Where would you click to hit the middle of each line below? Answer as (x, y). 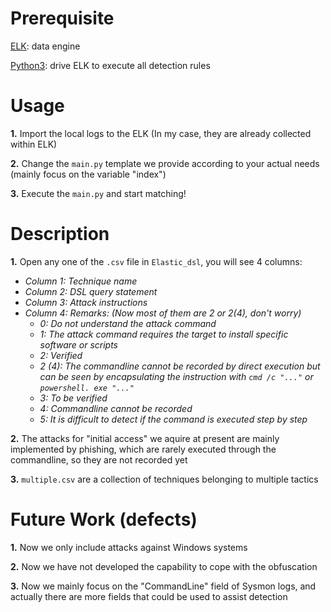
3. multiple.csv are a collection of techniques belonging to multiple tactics (164, 479)
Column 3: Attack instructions (86, 302)
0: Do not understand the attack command (128, 323)
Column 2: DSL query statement (91, 291)
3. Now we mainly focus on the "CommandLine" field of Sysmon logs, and (163, 586)
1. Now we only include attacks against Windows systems (129, 547)
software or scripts (78, 344)
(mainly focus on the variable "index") (88, 174)
